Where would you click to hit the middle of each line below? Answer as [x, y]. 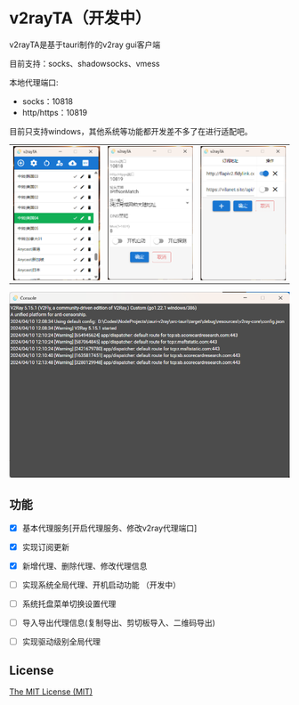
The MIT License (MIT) [51, 692]
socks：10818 [48, 101]
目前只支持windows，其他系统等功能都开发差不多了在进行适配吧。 [131, 131]
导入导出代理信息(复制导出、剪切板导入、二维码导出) [118, 622]
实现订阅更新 [45, 547]
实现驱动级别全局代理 [61, 642]
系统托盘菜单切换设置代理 [69, 604]
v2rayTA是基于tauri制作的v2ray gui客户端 [85, 45]
